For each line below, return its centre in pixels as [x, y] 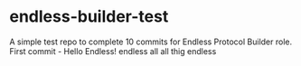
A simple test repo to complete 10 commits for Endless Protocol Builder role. [150, 42]
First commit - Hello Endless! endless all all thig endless [113, 51]
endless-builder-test [89, 17]
